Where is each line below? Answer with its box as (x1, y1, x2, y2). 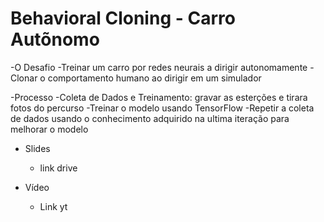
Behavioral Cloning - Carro (10, 7, 236, 30)
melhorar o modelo (10, 123, 89, 135)
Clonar (10, 72, 38, 84)
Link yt (39, 200, 68, 212)
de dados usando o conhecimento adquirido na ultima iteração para (10, 112, 290, 124)
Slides (24, 142, 51, 154)
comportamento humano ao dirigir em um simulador (47, 72, 262, 84)
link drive (39, 162, 78, 174)
